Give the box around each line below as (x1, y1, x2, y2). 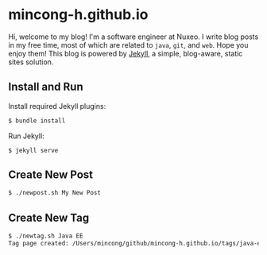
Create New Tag (8, 211, 90, 224)
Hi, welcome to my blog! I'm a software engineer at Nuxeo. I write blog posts (8, 32, 259, 41)
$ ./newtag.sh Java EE (8, 232, 83, 240)
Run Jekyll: (8, 131, 45, 141)
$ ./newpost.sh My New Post (8, 189, 102, 197)
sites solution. (8, 57, 54, 67)
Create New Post (8, 168, 94, 182)
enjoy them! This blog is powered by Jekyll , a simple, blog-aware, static (8, 48, 243, 58)
